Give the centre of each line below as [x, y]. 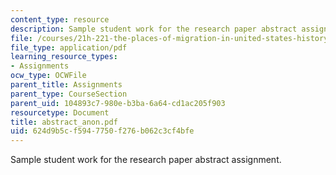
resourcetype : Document [60, 112]
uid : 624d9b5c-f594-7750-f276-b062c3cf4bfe [102, 131]
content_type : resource [60, 19]
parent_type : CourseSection [69, 94]
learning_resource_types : [64, 57]
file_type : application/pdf [69, 47]
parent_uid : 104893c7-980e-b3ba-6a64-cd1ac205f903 [118, 103]
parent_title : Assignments [66, 85]
